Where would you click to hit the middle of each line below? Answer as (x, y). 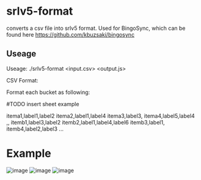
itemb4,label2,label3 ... (35, 129)
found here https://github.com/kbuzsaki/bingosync (71, 34)
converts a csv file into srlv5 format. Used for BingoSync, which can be (96, 28)
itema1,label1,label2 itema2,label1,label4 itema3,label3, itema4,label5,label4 (101, 116)
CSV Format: (22, 80)
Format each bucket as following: (48, 92)
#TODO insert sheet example (43, 104)
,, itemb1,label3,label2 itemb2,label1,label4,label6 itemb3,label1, (86, 122)
